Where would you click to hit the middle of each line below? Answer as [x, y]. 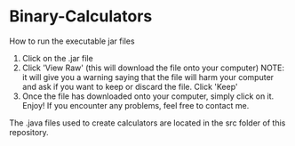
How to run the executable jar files [72, 41]
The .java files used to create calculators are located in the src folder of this [147, 123]
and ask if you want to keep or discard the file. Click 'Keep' [130, 86]
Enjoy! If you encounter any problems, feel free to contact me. [136, 105]
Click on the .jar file [57, 58]
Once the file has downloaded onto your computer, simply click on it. [148, 96]
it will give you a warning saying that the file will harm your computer [147, 77]
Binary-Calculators [81, 16]
